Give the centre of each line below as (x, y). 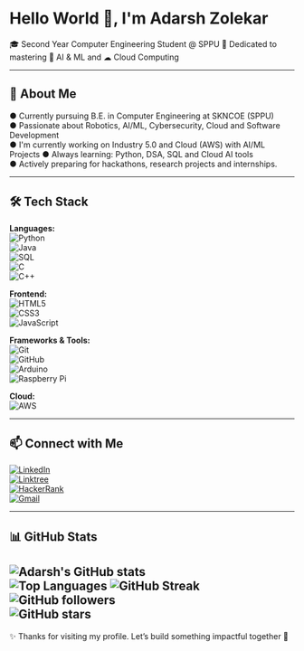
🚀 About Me (43, 94)
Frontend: (28, 294)
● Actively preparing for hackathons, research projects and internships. (143, 164)
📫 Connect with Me (66, 443)
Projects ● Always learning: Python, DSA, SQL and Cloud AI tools (131, 154)
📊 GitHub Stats (53, 537)
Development (34, 135)
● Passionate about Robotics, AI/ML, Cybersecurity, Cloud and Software (145, 125)
